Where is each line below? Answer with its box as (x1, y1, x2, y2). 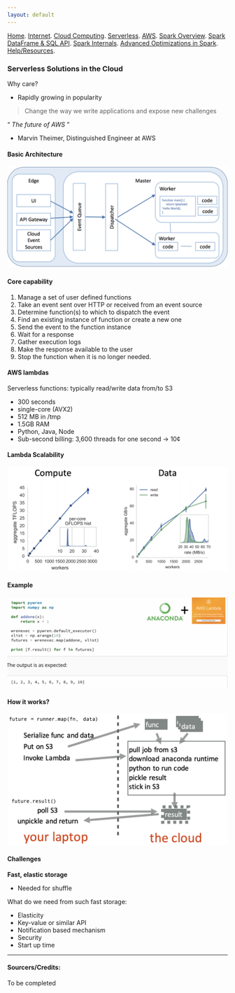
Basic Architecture (7, 150, 63, 158)
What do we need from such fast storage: (7, 897, 127, 906)
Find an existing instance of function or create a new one (17, 315, 182, 323)
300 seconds (17, 397, 56, 406)
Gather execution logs (17, 337, 82, 346)
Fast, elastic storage (7, 870, 68, 878)
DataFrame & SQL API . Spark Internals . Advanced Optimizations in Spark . (7, 38, 219, 47)
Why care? (7, 79, 38, 87)
